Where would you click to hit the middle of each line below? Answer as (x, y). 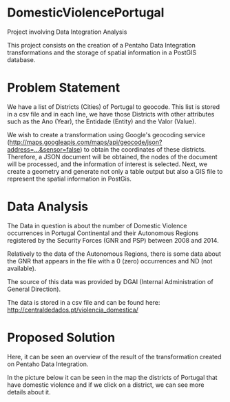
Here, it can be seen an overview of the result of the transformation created (114, 356)
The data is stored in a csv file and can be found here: (84, 302)
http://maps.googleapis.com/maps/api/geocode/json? (86, 142)
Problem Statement (64, 88)
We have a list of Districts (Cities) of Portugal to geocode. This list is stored (114, 107)
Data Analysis (48, 207)
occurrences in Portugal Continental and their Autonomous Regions (103, 233)
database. (21, 59)
